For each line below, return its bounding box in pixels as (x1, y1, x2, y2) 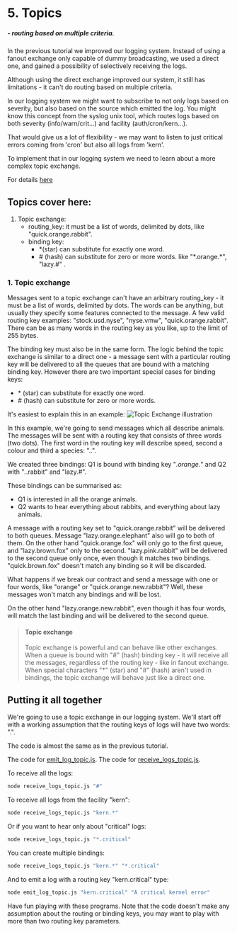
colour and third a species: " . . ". (7, 446, 97, 455)
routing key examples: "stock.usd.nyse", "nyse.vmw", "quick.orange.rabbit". (7, 317, 229, 325)
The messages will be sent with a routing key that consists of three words (7, 431, 222, 440)
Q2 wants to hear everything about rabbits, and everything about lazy (17, 503, 221, 511)
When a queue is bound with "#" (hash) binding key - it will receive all (24, 651, 229, 659)
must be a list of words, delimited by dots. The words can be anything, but (7, 301, 224, 309)
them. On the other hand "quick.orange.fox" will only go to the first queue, (7, 539, 224, 547)
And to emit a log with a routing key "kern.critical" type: (7, 875, 169, 883)
